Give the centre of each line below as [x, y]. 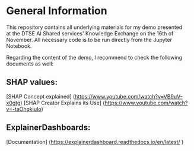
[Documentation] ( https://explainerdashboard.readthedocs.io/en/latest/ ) [95, 142]
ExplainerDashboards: [48, 128]
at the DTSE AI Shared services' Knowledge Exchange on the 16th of [90, 33]
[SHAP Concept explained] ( [41, 96]
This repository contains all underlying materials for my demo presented [94, 27]
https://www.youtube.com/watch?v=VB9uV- [129, 96]
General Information [57, 11]
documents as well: [30, 64]
